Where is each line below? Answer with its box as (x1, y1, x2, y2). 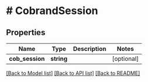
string (50, 54, 68, 63)
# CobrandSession (6, 4, 98, 18)
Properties (6, 28, 46, 37)
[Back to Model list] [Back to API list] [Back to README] (6, 70, 140, 77)
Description (73, 45, 106, 53)
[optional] (112, 54, 139, 63)
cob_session (9, 54, 45, 63)
